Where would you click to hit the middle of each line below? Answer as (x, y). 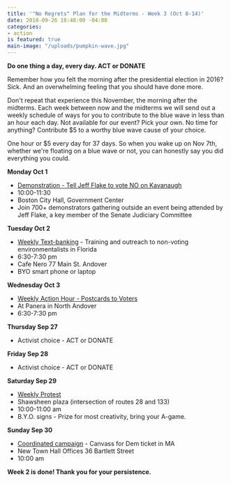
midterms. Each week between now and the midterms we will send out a (111, 108)
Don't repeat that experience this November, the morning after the (102, 100)
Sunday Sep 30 (30, 430)
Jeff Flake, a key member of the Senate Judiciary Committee (105, 215)
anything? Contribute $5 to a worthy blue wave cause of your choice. (107, 130)
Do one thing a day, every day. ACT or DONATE (76, 66)
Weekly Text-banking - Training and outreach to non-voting (103, 242)
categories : (24, 26)
